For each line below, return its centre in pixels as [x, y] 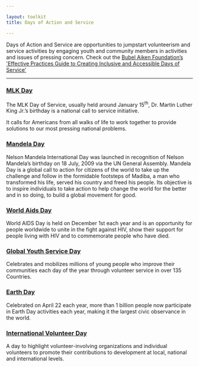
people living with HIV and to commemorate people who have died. [88, 236]
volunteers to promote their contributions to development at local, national [97, 352]
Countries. [19, 277]
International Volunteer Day [47, 333]
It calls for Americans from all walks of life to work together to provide [91, 122]
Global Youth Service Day [44, 251]
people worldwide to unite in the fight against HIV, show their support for [95, 230]
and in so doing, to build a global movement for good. [71, 195]
